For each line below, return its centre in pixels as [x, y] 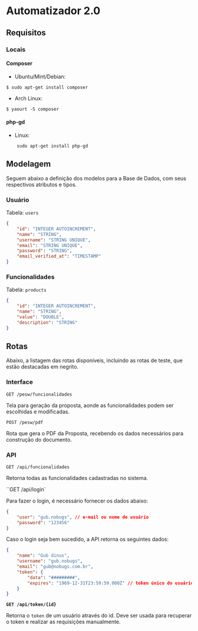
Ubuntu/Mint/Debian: [40, 76]
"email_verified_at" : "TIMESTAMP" [59, 257]
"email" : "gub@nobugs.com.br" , [55, 567]
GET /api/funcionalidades [38, 467]
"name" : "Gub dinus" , [43, 556]
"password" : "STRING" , [44, 251]
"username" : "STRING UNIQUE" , [54, 240]
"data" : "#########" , [54, 577]
